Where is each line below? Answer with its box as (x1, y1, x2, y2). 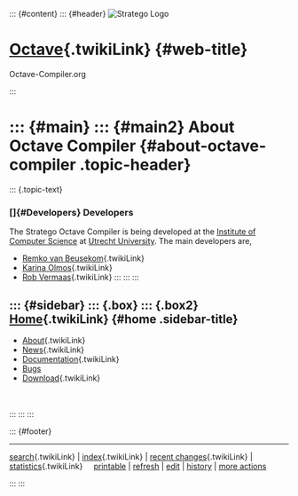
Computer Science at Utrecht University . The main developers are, (9, 236, 253, 247)
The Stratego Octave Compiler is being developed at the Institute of (9, 226, 256, 237)
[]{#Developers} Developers (9, 206, 134, 218)
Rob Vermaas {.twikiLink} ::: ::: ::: (21, 272, 139, 283)
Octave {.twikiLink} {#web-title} (9, 40, 248, 59)
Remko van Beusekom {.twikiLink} (21, 253, 145, 264)
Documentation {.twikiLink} (21, 353, 120, 364)
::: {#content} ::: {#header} (9, 9, 106, 19)
